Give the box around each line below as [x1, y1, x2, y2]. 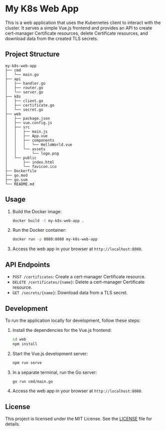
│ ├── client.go [5, 98, 43, 103]
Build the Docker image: [12, 208, 62, 214]
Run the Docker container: [12, 227, 66, 233]
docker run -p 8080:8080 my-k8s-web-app [12, 237, 98, 242]
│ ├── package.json [5, 116, 50, 121]
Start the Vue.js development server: [12, 350, 88, 356]
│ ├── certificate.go [5, 103, 55, 108]
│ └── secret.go [5, 107, 43, 112]
